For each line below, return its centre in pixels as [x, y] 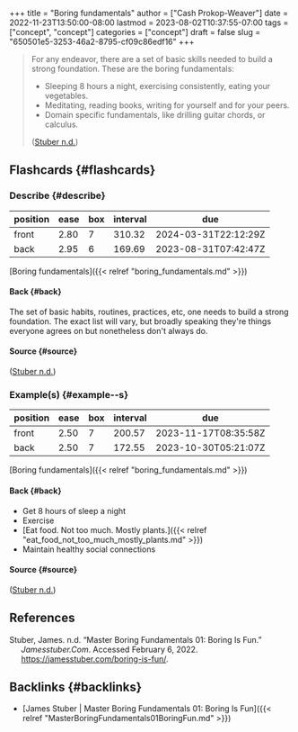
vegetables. [66, 95]
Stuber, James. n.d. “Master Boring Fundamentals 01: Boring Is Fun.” [136, 639]
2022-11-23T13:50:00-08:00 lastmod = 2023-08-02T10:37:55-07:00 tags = [149, 23]
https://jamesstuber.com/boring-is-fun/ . [95, 659]
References [42, 618]
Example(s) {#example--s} [69, 395]
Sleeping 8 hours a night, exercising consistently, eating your [158, 86]
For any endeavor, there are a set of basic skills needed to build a [152, 59]
